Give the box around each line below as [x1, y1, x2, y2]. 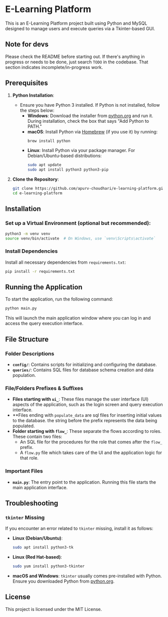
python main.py [5, 306, 37, 311]
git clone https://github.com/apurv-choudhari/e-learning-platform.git [12, 186, 165, 191]
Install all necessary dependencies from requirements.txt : [5, 259, 126, 265]
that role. [20, 455, 39, 461]
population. [12, 372, 36, 378]
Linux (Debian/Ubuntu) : [12, 535, 63, 542]
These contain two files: [12, 434, 63, 440]
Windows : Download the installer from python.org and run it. [27, 112, 153, 119]
